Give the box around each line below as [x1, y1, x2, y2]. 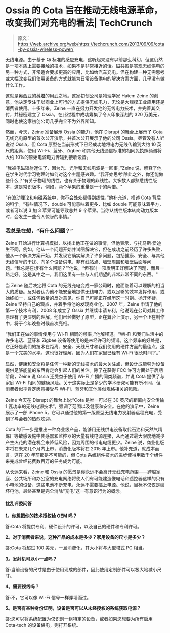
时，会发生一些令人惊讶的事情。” [5, 213, 72, 219]
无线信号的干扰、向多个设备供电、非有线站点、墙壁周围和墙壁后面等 [5, 259, 147, 265]
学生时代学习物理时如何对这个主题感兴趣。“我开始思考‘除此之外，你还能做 [9, 171, 163, 177]
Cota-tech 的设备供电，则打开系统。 [5, 622, 81, 628]
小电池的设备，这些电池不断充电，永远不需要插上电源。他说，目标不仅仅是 [5, 482, 160, 488]
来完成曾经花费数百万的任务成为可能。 [5, 458, 85, 464]
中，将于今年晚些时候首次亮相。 [5, 320, 72, 327]
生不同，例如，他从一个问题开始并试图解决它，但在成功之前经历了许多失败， [5, 246, 165, 252]
